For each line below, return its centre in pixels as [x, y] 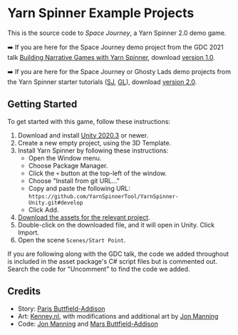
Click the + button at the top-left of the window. [98, 173]
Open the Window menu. [65, 158]
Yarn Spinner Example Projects [101, 13]
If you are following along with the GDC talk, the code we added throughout [118, 254]
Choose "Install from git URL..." [74, 180]
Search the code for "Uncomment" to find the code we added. [99, 269]
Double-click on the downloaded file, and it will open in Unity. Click [116, 225]
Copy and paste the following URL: [79, 188]
